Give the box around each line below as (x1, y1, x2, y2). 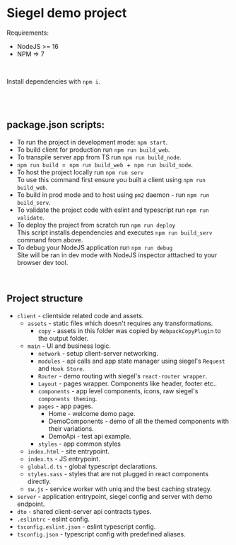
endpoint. (16, 500, 45, 508)
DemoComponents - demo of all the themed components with (48, 417, 229, 425)
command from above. (16, 235, 83, 244)
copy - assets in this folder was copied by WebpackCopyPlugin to (37, 326, 221, 335)
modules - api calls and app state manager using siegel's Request (37, 356, 225, 365)
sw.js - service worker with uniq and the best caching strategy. (27, 484, 213, 493)
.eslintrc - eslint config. (16, 515, 90, 523)
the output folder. (37, 334, 89, 342)
